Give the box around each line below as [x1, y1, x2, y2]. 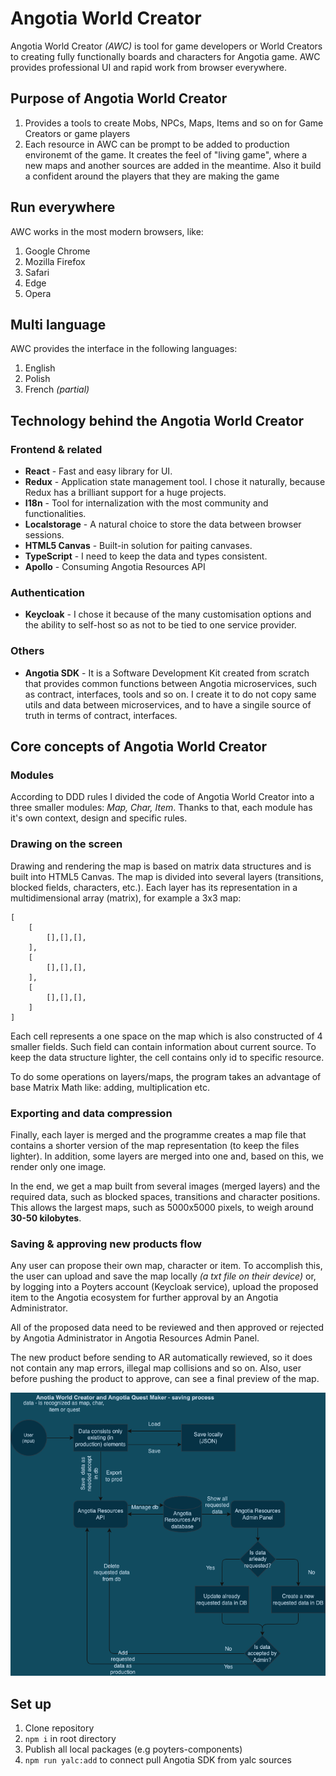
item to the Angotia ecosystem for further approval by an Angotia [10, 1292, 279, 1304]
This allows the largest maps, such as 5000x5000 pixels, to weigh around [10, 1201, 314, 1213]
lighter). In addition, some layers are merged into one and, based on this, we [10, 1150, 324, 1162]
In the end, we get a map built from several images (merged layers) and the [10, 1180, 321, 1192]
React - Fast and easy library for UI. [24, 465, 173, 477]
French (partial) [24, 383, 90, 396]
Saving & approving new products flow [10, 1237, 202, 1251]
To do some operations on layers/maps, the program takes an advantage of [10, 1070, 322, 1082]
